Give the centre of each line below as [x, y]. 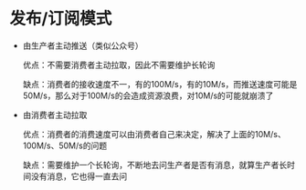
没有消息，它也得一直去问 [79, 176]
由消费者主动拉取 [55, 115]
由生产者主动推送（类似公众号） [83, 45]
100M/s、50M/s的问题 [65, 145]
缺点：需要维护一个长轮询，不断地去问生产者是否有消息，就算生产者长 [155, 165]
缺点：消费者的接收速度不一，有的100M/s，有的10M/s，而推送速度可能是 [160, 84]
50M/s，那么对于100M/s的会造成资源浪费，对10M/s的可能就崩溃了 [148, 95]
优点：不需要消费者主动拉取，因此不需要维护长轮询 [119, 65]
